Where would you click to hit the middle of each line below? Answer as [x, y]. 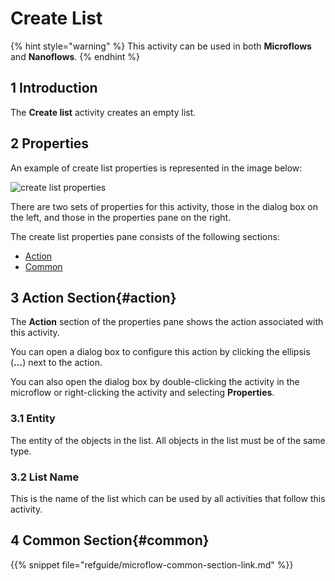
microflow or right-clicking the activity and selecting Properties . [142, 393]
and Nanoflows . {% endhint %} [75, 56]
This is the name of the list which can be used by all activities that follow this [168, 498]
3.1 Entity [33, 419]
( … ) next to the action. [56, 363]
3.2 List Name [45, 477]
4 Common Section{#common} [110, 540]
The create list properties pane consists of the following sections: [145, 236]
